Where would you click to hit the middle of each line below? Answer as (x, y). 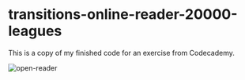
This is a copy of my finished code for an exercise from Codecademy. (122, 53)
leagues (35, 31)
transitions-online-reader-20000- (123, 15)
